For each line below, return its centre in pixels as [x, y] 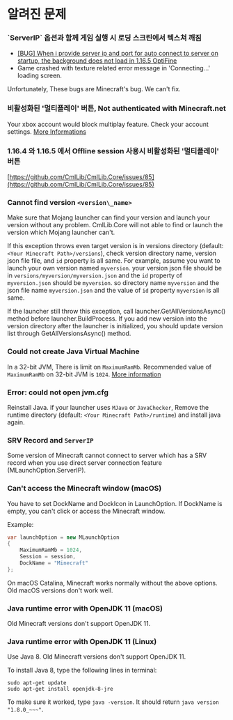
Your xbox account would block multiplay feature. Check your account [108, 124]
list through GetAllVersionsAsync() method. [69, 334]
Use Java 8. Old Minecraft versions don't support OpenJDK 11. [97, 657]
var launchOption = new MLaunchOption [63, 537]
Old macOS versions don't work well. [60, 590]
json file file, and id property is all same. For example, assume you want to [114, 261]
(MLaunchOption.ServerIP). [47, 470]
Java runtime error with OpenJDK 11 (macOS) [85, 608]
